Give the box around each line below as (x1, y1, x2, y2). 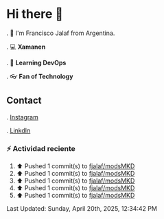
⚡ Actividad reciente (6, 143, 76, 153)
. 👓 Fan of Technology (6, 72, 73, 80)
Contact (6, 95, 42, 106)
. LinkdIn (6, 126, 31, 135)
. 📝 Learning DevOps (6, 58, 67, 67)
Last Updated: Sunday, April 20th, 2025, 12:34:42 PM (6, 205, 157, 213)
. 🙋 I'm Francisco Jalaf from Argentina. (6, 29, 115, 37)
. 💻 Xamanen (6, 43, 46, 51)
